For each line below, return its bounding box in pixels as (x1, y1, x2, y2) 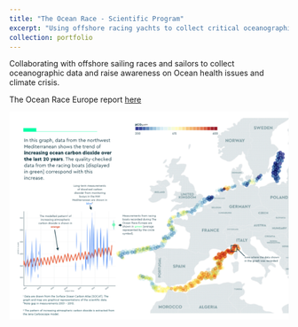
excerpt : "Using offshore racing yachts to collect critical (9, 23, 240, 33)
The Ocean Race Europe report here (9, 94, 142, 105)
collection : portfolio (9, 33, 93, 42)
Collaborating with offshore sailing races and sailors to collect (9, 58, 235, 69)
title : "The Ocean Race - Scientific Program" (9, 14, 184, 23)
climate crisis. (9, 77, 60, 88)
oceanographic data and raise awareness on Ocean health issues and (9, 67, 264, 79)
